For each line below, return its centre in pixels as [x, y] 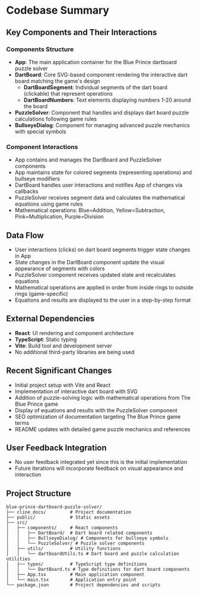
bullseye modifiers [37, 179]
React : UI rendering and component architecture [74, 333]
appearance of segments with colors [60, 268]
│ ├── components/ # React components [62, 528]
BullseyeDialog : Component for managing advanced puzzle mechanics [102, 125]
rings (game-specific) [41, 293]
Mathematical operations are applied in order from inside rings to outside [104, 287]
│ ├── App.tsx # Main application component [75, 575]
